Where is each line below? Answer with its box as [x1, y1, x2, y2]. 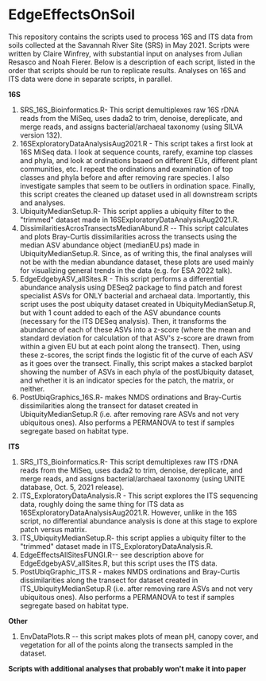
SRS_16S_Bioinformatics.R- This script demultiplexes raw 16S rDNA [19, 105, 240, 115]
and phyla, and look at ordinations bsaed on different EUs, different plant [19, 155, 258, 165]
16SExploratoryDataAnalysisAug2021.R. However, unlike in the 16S [19, 508, 237, 517]
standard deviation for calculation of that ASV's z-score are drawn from [19, 333, 254, 343]
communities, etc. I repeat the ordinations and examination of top [19, 164, 233, 173]
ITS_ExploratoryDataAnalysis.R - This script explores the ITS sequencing [19, 491, 258, 500]
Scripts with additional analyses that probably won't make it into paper [8, 663, 247, 673]
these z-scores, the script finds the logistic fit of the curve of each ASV [19, 350, 254, 360]
